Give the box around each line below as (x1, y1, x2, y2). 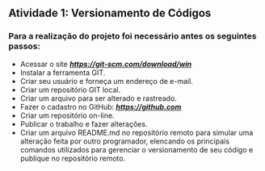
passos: (8, 40, 40, 52)
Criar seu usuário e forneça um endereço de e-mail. (19, 76, 194, 85)
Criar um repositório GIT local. (19, 85, 121, 94)
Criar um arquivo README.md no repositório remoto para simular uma (19, 127, 254, 137)
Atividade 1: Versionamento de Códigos (8, 6, 212, 20)
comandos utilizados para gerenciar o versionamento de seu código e (19, 144, 254, 154)
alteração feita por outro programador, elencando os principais (19, 136, 230, 146)
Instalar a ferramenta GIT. (19, 68, 106, 77)
